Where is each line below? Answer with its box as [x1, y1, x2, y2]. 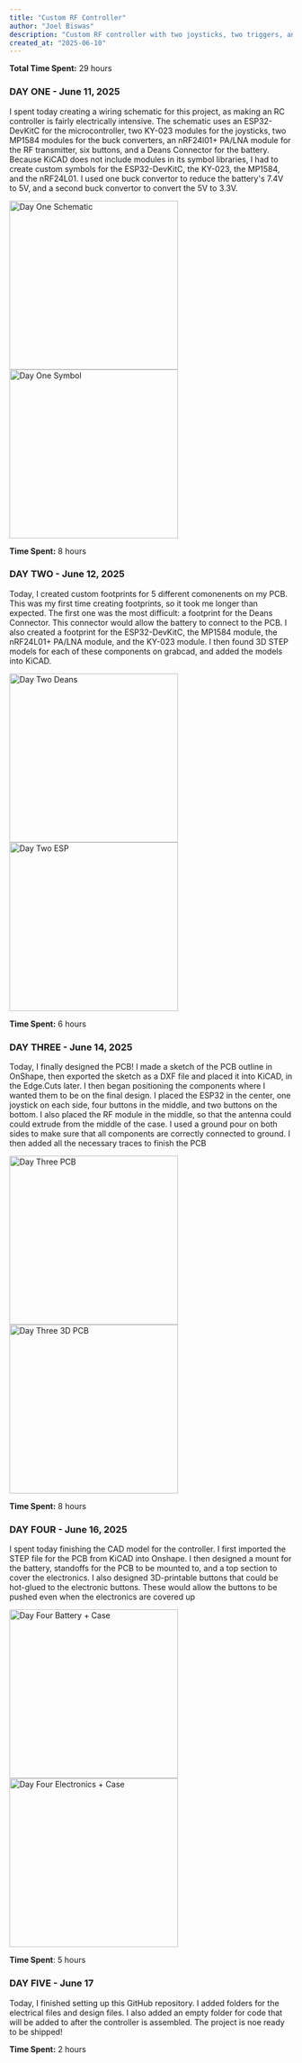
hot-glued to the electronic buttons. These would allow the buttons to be [9, 1582, 278, 1593]
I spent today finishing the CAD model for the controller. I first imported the [9, 1543, 286, 1554]
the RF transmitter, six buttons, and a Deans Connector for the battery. [9, 144, 270, 155]
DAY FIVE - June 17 [9, 1977, 94, 1990]
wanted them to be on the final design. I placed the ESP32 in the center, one [9, 1090, 291, 1101]
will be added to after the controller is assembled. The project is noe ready [9, 2016, 285, 2027]
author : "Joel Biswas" [9, 22, 94, 31]
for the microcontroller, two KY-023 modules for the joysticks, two [41, 125, 287, 136]
